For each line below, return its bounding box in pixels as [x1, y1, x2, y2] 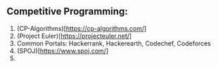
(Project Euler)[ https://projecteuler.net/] [16, 32, 132, 40]
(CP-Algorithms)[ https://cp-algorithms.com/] [16, 24, 147, 32]
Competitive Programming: [6, 6, 128, 18]
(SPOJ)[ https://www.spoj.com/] [16, 46, 109, 55]
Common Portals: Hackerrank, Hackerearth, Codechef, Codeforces [16, 39, 212, 48]
